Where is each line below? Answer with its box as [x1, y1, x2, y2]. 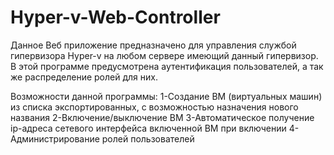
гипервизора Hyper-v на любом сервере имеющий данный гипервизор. [10, 49, 319, 61]
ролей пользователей [101, 132, 195, 145]
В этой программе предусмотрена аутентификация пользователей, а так [10, 60, 324, 72]
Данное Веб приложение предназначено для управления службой [10, 39, 297, 51]
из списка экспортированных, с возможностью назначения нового [10, 101, 299, 113]
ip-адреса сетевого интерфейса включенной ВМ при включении [10, 122, 287, 134]
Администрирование [10, 132, 100, 145]
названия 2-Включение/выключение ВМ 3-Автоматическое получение [10, 111, 315, 123]
